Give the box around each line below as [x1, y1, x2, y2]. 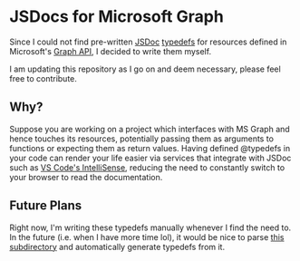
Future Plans [9, 198, 82, 214]
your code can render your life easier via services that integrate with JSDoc [9, 152, 292, 163]
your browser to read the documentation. [9, 171, 163, 182]
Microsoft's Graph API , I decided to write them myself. [9, 45, 211, 56]
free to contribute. [9, 72, 77, 83]
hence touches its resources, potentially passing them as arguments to [9, 133, 275, 144]
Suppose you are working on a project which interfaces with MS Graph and [9, 123, 290, 134]
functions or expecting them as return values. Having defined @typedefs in [9, 142, 291, 153]
